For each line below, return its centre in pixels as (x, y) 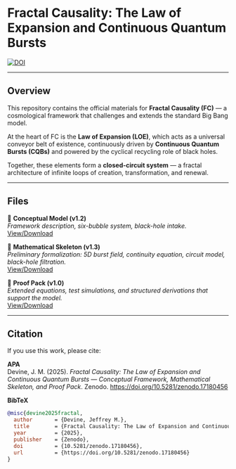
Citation (25, 334)
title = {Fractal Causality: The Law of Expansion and (106, 427)
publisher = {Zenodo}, (52, 439)
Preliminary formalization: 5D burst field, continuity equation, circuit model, (116, 254)
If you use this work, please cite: (54, 351)
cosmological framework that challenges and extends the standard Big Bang (118, 115)
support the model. (35, 297)
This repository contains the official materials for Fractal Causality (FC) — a (117, 108)
